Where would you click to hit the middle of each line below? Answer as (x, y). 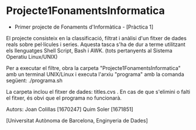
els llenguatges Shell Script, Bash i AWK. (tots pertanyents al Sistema (89, 50)
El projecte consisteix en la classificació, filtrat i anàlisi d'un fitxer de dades (97, 38)
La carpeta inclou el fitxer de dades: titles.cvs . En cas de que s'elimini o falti (98, 92)
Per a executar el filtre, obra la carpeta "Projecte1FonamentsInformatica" (94, 68)
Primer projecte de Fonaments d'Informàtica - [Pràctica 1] (84, 27)
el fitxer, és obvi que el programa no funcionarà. (64, 98)
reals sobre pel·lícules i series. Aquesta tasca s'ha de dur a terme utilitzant (96, 44)
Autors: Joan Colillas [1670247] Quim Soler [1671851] (70, 109)
